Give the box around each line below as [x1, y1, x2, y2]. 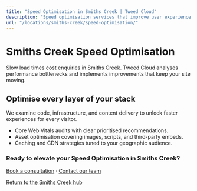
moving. [6, 77, 26, 84]
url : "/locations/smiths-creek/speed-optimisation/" [6, 19, 139, 25]
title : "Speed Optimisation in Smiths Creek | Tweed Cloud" [6, 8, 157, 15]
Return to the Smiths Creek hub [6, 179, 83, 186]
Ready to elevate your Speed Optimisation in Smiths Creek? [6, 154, 180, 162]
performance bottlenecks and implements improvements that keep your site [6, 71, 191, 78]
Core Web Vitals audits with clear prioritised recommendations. [14, 127, 169, 134]
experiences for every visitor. [6, 116, 77, 123]
